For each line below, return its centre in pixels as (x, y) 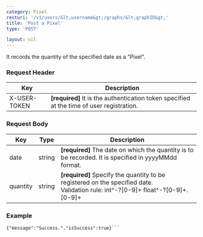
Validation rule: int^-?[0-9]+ (101, 190)
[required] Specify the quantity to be (113, 175)
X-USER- (23, 99)
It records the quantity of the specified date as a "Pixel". (76, 57)
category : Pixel (27, 12)
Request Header (31, 73)
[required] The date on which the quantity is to (127, 150)
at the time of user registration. (94, 106)
